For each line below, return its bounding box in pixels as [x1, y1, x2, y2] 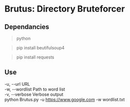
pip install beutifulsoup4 [16, 45, 65, 50]
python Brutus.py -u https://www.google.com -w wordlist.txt [4, 96, 125, 102]
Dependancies [4, 23, 49, 31]
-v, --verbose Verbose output [4, 91, 63, 97]
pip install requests [16, 54, 54, 60]
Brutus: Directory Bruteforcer [4, 3, 125, 15]
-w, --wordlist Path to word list [4, 86, 65, 92]
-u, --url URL [4, 81, 30, 87]
